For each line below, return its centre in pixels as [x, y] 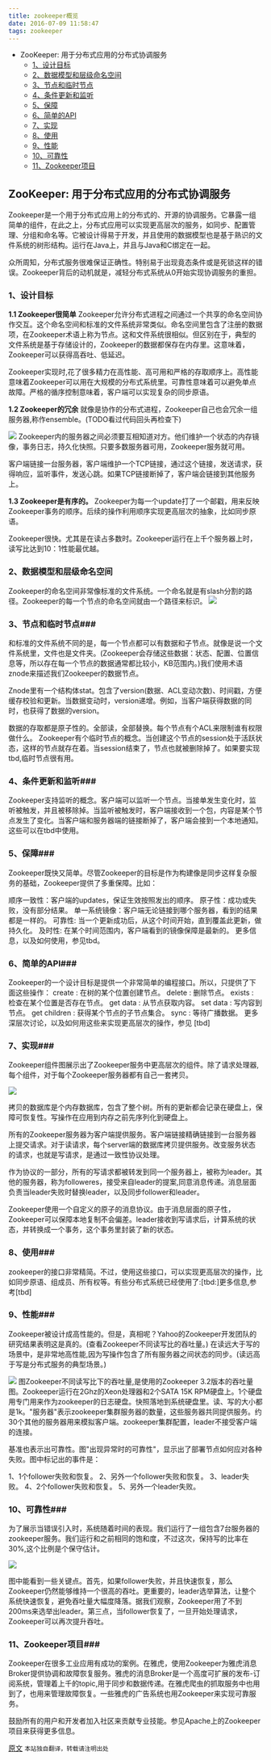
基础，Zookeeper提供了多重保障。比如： [90, 882]
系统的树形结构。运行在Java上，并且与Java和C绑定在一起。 [115, 245]
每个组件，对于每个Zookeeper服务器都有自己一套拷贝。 [101, 1075]
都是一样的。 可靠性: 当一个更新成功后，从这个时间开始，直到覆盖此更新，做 [135, 920]
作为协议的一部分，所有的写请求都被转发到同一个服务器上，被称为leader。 [132, 1172]
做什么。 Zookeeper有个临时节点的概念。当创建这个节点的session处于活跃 [132, 738]
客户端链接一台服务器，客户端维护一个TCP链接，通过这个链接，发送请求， [132, 464]
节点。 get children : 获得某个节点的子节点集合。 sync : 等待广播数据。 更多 [133, 1013]
